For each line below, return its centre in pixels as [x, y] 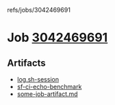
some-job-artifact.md [47, 94]
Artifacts [26, 63]
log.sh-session [38, 79]
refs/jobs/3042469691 [39, 10]
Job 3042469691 [57, 38]
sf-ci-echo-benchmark [49, 86]
